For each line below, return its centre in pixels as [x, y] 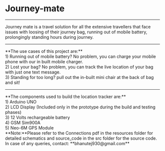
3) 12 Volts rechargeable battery [38, 117]
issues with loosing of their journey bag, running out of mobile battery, [76, 32]
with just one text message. [33, 72]
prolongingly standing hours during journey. [50, 37]
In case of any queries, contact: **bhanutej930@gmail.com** [67, 143]
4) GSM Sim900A [23, 123]
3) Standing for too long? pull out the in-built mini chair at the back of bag [79, 77]
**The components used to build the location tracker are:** [66, 97]
